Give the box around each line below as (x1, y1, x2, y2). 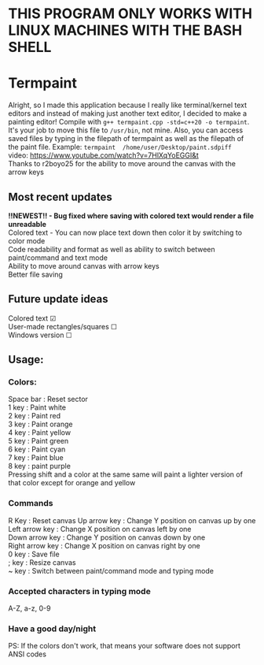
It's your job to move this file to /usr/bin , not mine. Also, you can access (8, 125, 244, 135)
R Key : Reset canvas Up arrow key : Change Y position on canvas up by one (8, 515, 256, 525)
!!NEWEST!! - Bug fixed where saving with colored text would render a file (8, 210, 254, 221)
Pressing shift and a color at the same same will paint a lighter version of (8, 470, 244, 479)
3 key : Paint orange (8, 419, 73, 429)
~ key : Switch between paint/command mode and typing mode (8, 566, 214, 575)
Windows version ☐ (8, 330, 72, 340)
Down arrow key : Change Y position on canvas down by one (8, 533, 206, 542)
